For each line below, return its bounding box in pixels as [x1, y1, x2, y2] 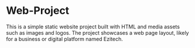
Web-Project [6, 4, 70, 17]
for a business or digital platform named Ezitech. [6, 35, 123, 42]
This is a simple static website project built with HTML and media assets [6, 23, 180, 30]
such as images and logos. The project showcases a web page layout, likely [6, 29, 189, 36]
